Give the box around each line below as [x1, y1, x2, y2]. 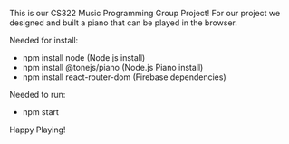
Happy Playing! [9, 124, 66, 135]
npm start [22, 107, 59, 117]
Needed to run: [9, 90, 66, 100]
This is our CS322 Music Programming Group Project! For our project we [9, 8, 281, 18]
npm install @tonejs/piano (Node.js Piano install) [22, 62, 204, 72]
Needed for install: [9, 35, 79, 45]
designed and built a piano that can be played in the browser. [9, 17, 238, 28]
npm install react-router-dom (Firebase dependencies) [22, 72, 226, 82]
